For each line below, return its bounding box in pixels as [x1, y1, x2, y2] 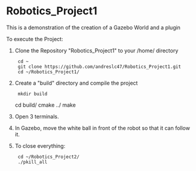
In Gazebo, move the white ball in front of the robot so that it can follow [14, 124, 190, 132]
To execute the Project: [6, 35, 63, 42]
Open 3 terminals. [14, 113, 59, 120]
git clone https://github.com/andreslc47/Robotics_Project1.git [17, 64, 181, 70]
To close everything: [14, 142, 66, 150]
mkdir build [17, 91, 48, 97]
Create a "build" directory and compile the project [14, 79, 138, 86]
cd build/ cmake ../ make [14, 101, 76, 108]
